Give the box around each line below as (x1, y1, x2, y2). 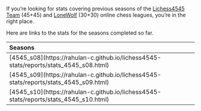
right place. (6, 18, 35, 24)
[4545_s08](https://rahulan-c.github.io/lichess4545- (9, 54, 162, 61)
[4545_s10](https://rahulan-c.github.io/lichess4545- (9, 88, 162, 96)
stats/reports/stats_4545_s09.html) (9, 78, 109, 86)
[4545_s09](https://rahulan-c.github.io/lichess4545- (9, 71, 162, 79)
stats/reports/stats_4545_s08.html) (9, 61, 109, 69)
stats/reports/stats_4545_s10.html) (9, 95, 109, 103)
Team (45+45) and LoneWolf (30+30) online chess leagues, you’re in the (6, 11, 186, 18)
